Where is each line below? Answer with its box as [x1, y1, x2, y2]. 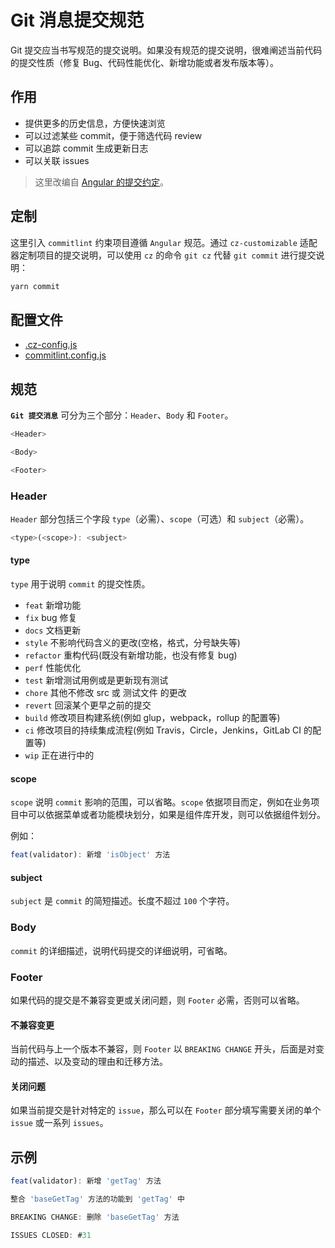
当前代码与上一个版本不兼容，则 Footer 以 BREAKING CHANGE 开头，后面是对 [10, 1043, 317, 1055]
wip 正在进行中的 [24, 749, 95, 761]
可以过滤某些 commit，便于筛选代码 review [24, 129, 203, 141]
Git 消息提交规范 [10, 9, 145, 32]
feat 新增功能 [24, 599, 82, 611]
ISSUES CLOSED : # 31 [10, 1230, 92, 1240]
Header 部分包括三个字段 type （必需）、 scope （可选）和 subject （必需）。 [10, 512, 310, 525]
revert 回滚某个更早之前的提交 [24, 699, 152, 711]
